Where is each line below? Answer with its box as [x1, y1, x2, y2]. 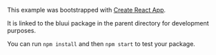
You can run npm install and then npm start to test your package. [7, 40, 195, 47]
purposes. [7, 27, 37, 34]
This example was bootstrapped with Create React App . [7, 6, 166, 14]
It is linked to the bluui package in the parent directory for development [7, 19, 209, 27]
